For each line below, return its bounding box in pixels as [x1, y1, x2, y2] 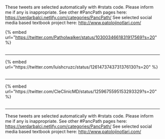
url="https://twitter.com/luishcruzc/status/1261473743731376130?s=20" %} [5, 64, 158, 70]
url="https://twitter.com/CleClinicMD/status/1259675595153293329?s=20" [5, 89, 157, 94]
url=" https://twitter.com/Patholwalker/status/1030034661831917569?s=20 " [5, 34, 157, 40]
